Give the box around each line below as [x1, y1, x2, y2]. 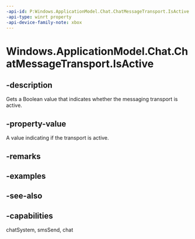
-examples [6, 171, 46, 181]
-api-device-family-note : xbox [6, 19, 82, 25]
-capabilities [6, 211, 54, 221]
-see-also [6, 191, 43, 201]
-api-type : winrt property [6, 14, 72, 20]
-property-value [6, 119, 67, 129]
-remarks [6, 151, 41, 161]
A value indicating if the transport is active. [6, 134, 109, 141]
